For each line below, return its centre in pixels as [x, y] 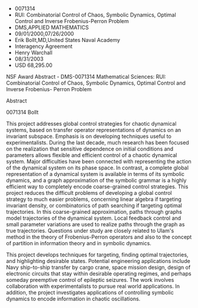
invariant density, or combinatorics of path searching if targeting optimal [94, 206]
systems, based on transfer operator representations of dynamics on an [94, 130]
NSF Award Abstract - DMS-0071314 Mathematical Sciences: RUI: [86, 77]
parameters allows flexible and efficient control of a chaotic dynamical [92, 155]
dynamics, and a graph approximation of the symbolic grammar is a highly [96, 180]
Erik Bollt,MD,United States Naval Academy [67, 40]
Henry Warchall [33, 52]
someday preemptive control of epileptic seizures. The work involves [90, 280]
